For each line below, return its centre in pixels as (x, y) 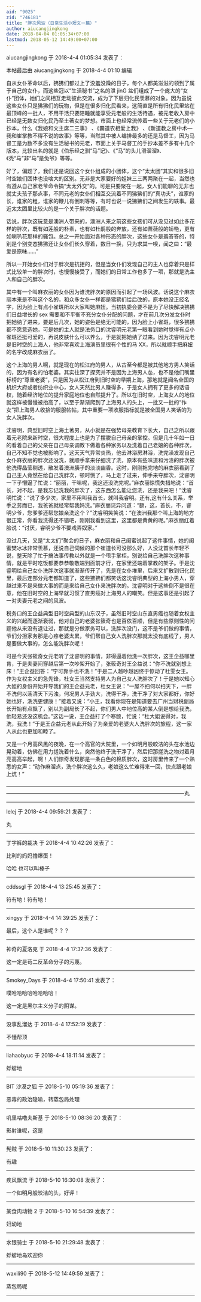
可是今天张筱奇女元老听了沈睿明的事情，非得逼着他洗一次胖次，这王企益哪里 (100, 656)
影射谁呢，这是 (25, 1130)
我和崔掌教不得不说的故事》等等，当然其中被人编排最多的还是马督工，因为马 (100, 135)
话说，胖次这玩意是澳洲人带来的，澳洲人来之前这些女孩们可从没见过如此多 (98, 221)
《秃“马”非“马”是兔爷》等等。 (41, 158)
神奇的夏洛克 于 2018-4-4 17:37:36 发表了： (60, 949)
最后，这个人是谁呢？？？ (38, 931)
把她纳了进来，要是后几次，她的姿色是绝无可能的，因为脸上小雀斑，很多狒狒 (100, 322)
